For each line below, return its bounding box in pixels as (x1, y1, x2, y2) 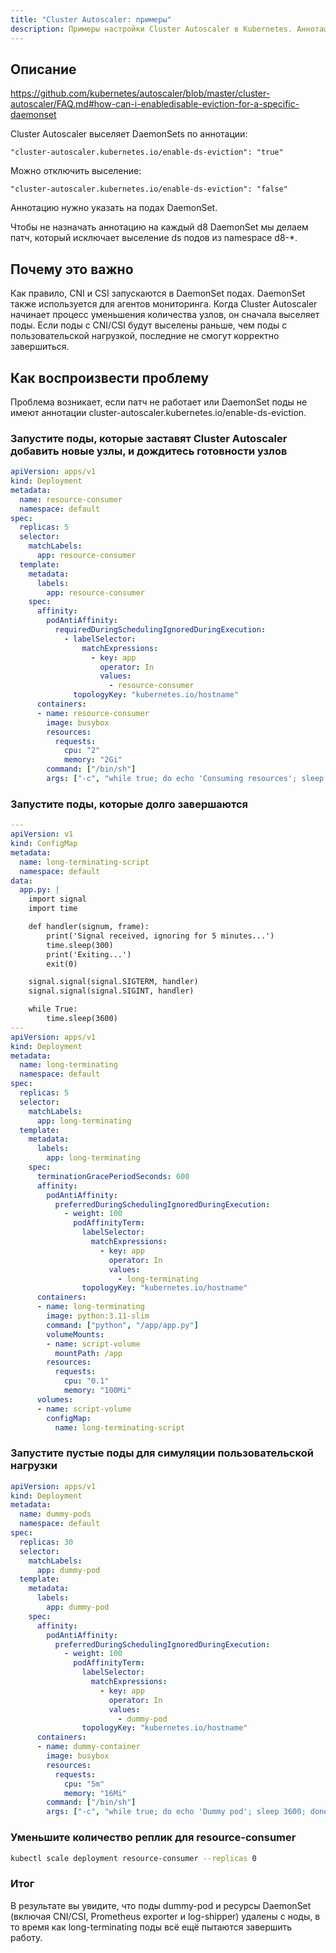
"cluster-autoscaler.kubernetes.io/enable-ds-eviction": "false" (10, 184, 288, 195)
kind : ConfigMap (10, 839, 78, 849)
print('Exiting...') (46, 949, 132, 960)
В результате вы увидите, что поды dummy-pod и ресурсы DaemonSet (10, 1899, 312, 1911)
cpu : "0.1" (63, 1376, 110, 1386)
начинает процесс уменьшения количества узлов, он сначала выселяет (10, 309, 320, 321)
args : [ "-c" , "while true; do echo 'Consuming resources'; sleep (46, 774, 325, 784)
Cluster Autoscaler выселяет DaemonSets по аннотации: (10, 128, 248, 140)
